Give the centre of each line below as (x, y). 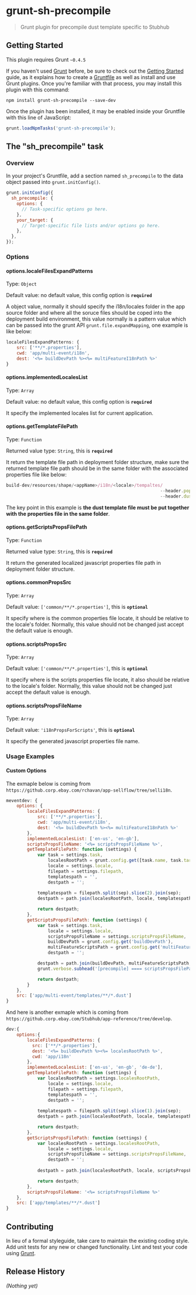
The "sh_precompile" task (55, 147)
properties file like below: (36, 474)
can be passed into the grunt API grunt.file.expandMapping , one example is (97, 325)
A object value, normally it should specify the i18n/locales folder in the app (96, 306)
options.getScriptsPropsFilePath (47, 527)
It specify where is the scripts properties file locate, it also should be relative (98, 680)
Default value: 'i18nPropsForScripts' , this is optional (71, 730)
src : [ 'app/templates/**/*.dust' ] (58, 1203)
